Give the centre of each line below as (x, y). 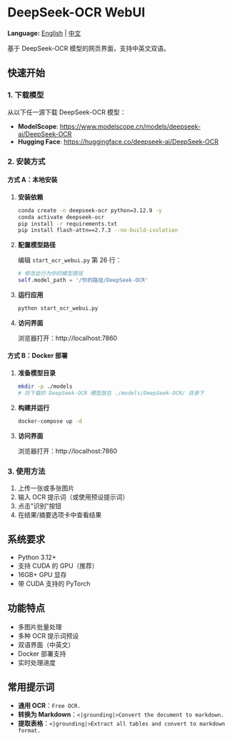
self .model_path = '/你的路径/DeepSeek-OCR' (83, 280)
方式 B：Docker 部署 (37, 356)
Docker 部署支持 (42, 654)
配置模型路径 (36, 245)
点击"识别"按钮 (40, 506)
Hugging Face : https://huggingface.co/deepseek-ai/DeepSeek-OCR (118, 141)
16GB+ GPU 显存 (42, 574)
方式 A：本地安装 (32, 180)
